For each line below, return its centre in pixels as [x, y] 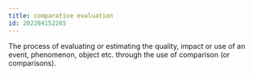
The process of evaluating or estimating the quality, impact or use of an [127, 46]
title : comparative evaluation [61, 16]
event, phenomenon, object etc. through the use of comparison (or [119, 54]
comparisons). [32, 63]
